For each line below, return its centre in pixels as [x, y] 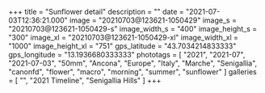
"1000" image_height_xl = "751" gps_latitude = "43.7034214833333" [122, 46]
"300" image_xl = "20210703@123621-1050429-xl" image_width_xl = [124, 37]
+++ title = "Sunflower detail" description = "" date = [96, 12]
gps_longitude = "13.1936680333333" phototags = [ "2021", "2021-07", [127, 55]
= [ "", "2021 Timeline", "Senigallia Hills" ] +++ [85, 80]
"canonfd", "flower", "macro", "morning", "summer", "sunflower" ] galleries [132, 72]
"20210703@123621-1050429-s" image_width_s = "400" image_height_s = [133, 29]
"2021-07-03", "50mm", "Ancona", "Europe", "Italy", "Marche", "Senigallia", [133, 63]
